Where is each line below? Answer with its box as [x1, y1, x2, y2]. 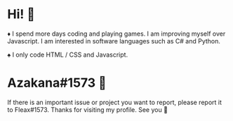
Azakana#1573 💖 [7, 75, 107, 91]
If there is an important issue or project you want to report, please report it [7, 98, 222, 106]
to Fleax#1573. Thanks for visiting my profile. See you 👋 [7, 105, 168, 114]
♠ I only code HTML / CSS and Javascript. [7, 50, 128, 59]
